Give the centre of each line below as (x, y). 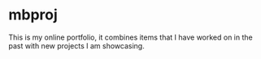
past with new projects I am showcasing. (76, 45)
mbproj (33, 15)
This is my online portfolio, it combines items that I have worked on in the (131, 37)
